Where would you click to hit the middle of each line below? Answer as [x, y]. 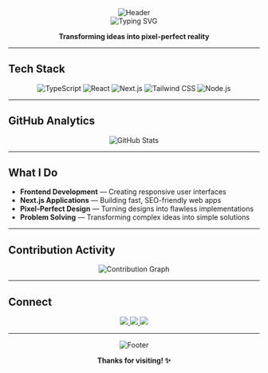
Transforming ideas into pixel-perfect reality [134, 36]
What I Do [33, 173]
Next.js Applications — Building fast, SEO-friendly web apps [120, 200]
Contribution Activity [62, 250]
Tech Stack [37, 69]
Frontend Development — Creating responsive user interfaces [123, 192]
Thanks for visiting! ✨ [134, 361]
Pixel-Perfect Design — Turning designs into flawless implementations [136, 209]
